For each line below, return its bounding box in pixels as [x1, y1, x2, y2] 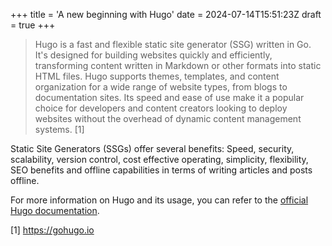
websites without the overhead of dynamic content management [34, 113, 302, 124]
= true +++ [10, 19, 56, 31]
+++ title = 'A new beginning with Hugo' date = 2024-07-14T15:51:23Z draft [10, 9, 322, 20]
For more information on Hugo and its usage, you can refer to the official [10, 194, 309, 206]
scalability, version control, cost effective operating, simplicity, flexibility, [10, 154, 309, 165]
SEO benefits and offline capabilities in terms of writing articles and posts [10, 164, 313, 176]
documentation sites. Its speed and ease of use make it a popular [34, 92, 305, 103]
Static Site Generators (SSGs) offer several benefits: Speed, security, [10, 143, 295, 154]
